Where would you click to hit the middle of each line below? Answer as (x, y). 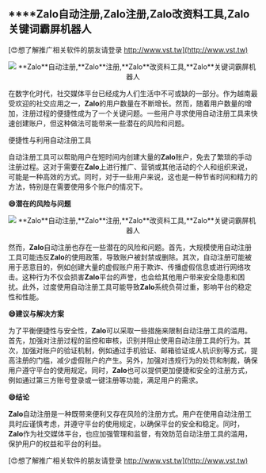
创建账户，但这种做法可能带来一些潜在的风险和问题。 (101, 123)
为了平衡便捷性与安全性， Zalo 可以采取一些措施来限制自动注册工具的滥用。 (130, 330)
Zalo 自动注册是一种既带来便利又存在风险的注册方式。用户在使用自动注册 (127, 413)
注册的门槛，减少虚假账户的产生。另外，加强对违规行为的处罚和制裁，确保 (136, 360)
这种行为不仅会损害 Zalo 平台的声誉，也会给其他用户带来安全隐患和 (130, 277)
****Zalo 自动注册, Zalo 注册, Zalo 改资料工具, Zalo (129, 14)
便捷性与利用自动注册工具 (50, 140)
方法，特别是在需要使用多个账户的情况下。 (78, 187)
